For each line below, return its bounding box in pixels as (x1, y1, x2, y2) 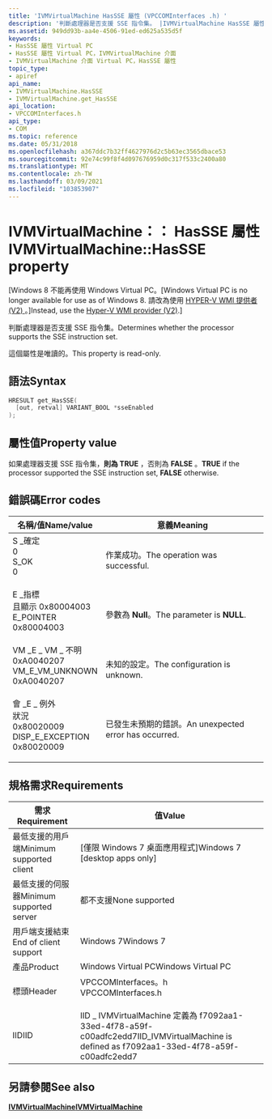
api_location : (8, 102, 57, 110)
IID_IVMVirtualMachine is (137, 1030, 232, 1041)
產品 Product (12, 961, 59, 972)
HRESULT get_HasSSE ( (8, 396, 79, 405)
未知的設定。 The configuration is (104, 658, 231, 670)
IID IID (12, 1029, 34, 1040)
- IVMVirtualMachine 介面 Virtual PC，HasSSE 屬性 (8, 57, 176, 66)
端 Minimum (12, 843, 57, 854)
